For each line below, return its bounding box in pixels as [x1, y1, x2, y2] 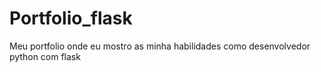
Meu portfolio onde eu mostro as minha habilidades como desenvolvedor [9, 40, 311, 52]
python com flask [9, 50, 81, 62]
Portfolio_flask [9, 7, 133, 30]
